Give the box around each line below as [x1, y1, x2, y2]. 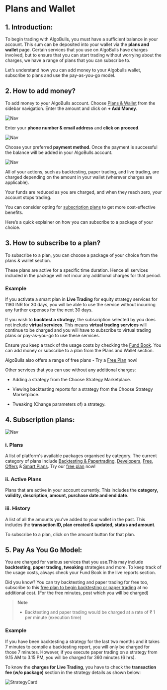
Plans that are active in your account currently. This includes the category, [5, 487, 159, 493]
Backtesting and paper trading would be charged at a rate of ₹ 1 [24, 609, 156, 615]
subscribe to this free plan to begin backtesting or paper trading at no [5, 585, 148, 591]
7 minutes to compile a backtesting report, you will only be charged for [5, 644, 150, 650]
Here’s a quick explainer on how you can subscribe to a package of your [5, 219, 153, 225]
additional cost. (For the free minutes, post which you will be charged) [5, 590, 149, 596]
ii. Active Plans [5, 476, 42, 483]
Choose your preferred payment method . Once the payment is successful [5, 144, 158, 150]
